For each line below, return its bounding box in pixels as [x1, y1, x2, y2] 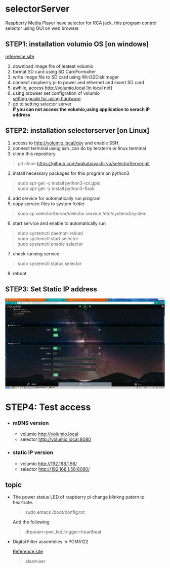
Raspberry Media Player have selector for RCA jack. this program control [5, 20, 157, 26]
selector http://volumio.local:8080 [20, 436, 91, 442]
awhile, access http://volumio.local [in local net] [12, 85, 112, 91]
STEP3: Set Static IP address [5, 285, 98, 293]
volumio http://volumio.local [20, 431, 78, 437]
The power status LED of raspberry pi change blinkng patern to [12, 494, 145, 500]
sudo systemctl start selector [17, 235, 78, 241]
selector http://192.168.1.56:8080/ [20, 466, 90, 472]
